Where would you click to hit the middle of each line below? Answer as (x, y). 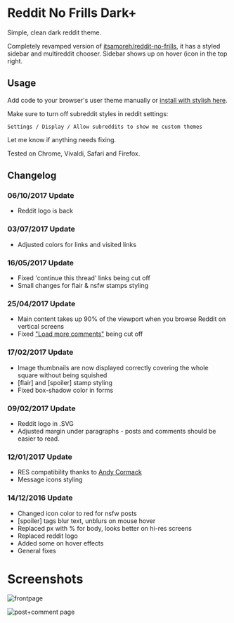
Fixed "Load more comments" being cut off (80, 334)
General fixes (37, 550)
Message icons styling (50, 479)
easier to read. (38, 439)
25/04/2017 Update (41, 303)
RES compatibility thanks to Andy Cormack (79, 472)
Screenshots (45, 579)
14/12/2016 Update (40, 498)
